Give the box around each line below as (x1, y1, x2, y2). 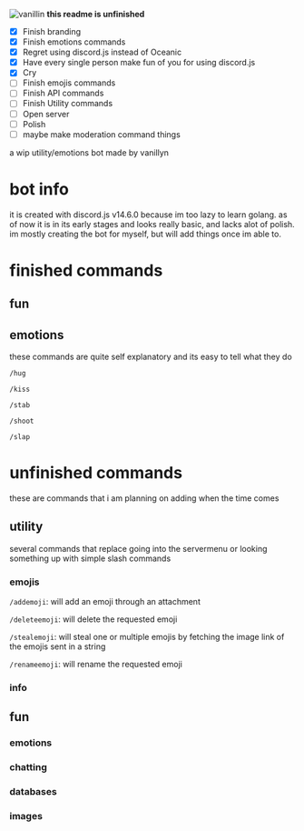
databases (9, 786, 57, 798)
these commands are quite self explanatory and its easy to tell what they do (9, 351, 292, 363)
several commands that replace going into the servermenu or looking (9, 543, 268, 554)
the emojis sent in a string (9, 641, 106, 652)
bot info (9, 178, 70, 199)
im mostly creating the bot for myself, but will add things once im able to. (9, 228, 281, 239)
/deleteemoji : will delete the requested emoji (9, 614, 178, 625)
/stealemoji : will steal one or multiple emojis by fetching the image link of (9, 632, 285, 643)
